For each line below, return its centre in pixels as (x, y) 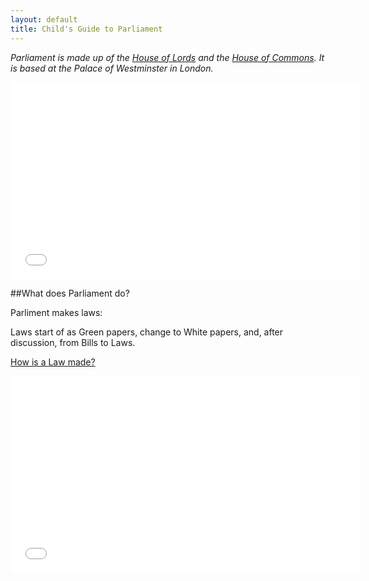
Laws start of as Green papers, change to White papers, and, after (147, 332)
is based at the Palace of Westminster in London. (112, 68)
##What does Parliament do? (70, 293)
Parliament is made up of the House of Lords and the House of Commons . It (167, 57)
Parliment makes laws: (56, 312)
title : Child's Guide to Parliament (86, 29)
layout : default (44, 19)
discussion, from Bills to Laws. (73, 342)
